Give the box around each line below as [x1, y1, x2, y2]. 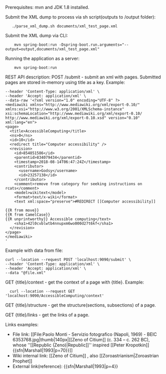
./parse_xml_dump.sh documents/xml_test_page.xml [12, 24, 118, 29]
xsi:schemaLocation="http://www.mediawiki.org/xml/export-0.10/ [5, 111, 142, 116]
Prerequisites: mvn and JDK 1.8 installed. [5, 5, 89, 10]
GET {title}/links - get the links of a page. [5, 312, 90, 318]
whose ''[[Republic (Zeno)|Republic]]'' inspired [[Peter [12, 342, 125, 348]
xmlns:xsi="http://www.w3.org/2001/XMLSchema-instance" [5, 107, 124, 112]
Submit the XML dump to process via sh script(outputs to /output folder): [5, 14, 156, 20]
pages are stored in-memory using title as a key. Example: [5, 79, 125, 85]
